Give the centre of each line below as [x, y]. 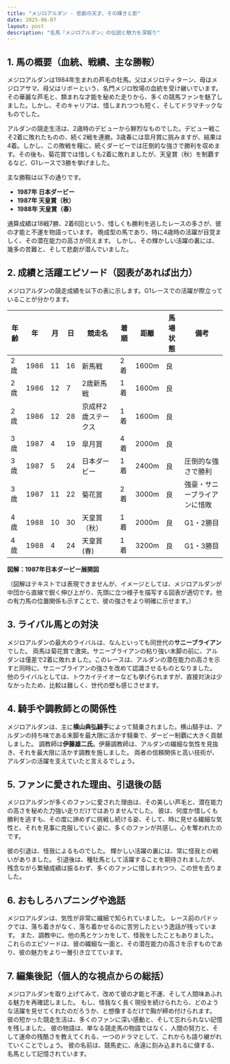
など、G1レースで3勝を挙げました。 [63, 163]
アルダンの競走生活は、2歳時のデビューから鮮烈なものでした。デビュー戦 [111, 129]
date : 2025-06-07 [32, 20]
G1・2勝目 [202, 522]
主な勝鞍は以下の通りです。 [46, 177]
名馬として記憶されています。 [49, 1053]
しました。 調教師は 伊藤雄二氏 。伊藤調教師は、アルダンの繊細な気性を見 [110, 744]
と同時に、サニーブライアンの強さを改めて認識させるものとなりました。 [114, 668]
